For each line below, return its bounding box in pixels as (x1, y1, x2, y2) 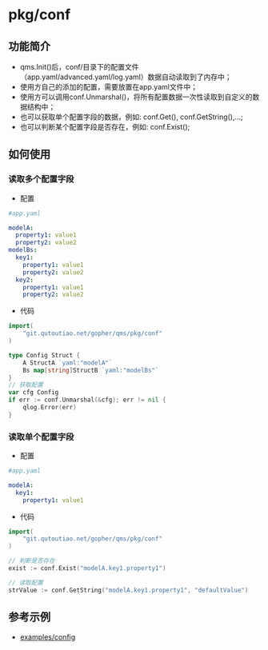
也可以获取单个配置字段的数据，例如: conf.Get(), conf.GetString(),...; (19, 112, 244, 122)
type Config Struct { (8, 351, 81, 359)
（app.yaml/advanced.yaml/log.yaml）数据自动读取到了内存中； (19, 72, 232, 82)
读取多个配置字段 (8, 173, 74, 185)
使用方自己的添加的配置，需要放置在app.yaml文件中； (19, 82, 198, 91)
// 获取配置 (8, 381, 44, 389)
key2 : (15, 276, 34, 284)
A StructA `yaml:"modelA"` (22, 358, 113, 367)
